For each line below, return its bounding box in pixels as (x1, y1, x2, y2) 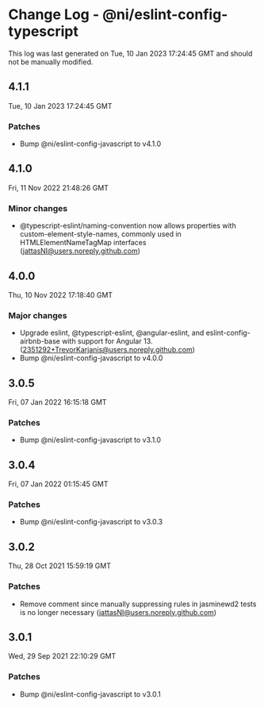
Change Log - (8, 6, 100, 24)
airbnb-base (19, 336, 61, 346)
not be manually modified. (8, 57, 94, 67)
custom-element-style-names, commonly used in (19, 229, 182, 239)
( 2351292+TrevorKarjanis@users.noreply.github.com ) (19, 345, 196, 355)
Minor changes (8, 202, 68, 213)
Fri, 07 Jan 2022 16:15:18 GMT (8, 398, 107, 407)
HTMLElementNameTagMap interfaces (19, 238, 147, 248)
